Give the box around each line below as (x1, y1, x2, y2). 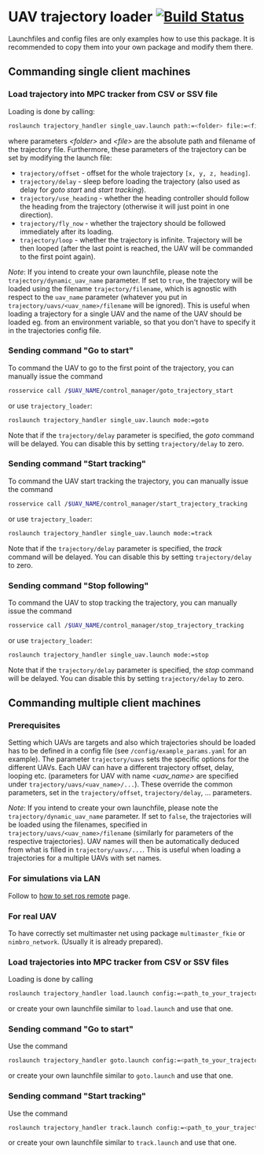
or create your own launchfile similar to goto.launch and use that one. (8, 1071, 233, 1080)
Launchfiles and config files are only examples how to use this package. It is (8, 34, 255, 43)
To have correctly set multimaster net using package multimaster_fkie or (8, 928, 246, 938)
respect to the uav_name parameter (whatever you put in (8, 292, 187, 302)
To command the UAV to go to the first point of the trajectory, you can (8, 363, 234, 372)
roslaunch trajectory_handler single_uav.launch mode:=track (8, 529, 213, 537)
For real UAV (8, 910, 57, 921)
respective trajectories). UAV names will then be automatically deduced (8, 837, 240, 846)
